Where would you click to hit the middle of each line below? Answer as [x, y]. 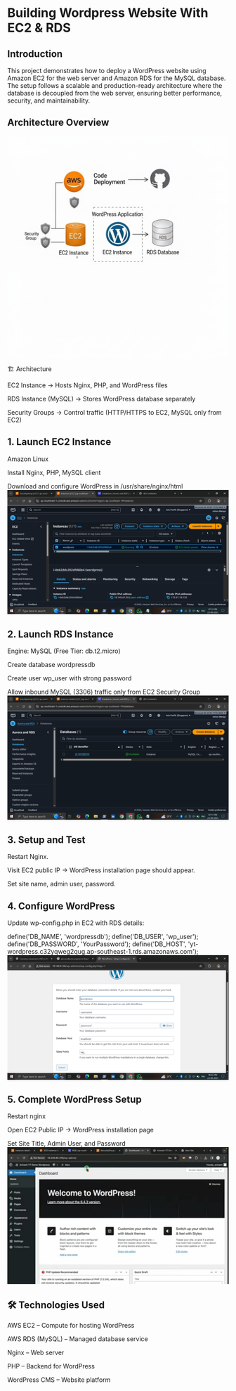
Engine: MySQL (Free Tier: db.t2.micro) [64, 651]
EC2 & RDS [39, 28]
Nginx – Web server [36, 1353]
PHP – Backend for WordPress [51, 1366]
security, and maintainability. [49, 101]
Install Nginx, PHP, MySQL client [54, 472]
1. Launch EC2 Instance [59, 442]
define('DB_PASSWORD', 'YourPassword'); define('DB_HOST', [97, 944]
